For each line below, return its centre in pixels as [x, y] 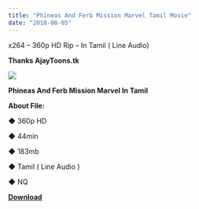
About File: [26, 105]
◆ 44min [23, 136]
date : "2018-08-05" [40, 23]
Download [25, 196]
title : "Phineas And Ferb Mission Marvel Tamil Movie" [100, 15]
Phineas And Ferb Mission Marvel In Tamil [78, 90]
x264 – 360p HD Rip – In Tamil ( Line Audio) [79, 45]
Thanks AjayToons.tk [44, 60]
